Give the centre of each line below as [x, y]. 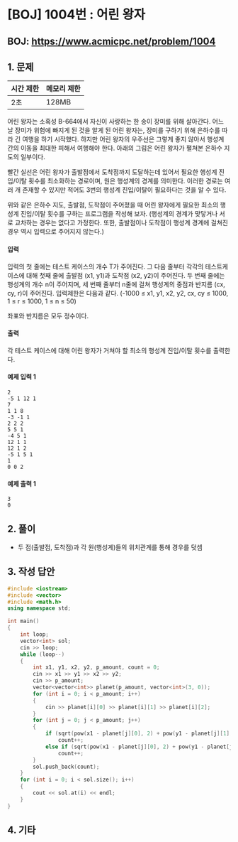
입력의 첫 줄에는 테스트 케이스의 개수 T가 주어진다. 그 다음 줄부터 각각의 [106, 266]
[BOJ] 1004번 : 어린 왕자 [76, 15]
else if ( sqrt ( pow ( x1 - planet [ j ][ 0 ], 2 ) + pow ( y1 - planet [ [137, 747]
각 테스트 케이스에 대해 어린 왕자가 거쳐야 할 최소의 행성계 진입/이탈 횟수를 [109, 350]
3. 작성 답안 [31, 572]
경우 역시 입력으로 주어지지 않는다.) [56, 232]
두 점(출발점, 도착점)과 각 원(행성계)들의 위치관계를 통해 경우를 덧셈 [110, 547]
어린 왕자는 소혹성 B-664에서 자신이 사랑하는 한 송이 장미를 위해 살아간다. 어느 [116, 122]
